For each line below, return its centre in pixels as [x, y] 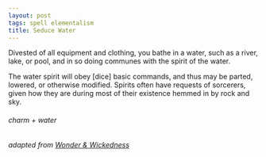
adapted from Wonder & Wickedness [69, 144]
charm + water [33, 120]
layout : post [30, 15]
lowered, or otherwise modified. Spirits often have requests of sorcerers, [127, 85]
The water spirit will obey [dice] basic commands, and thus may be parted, [131, 77]
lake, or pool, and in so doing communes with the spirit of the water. [120, 61]
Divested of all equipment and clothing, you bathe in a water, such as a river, [133, 53]
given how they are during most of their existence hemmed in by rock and [129, 94]
